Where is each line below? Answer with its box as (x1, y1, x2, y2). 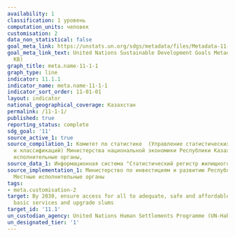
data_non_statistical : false (7, 36, 92, 43)
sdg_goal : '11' (7, 128, 52, 135)
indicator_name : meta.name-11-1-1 (7, 82, 108, 89)
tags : (7, 180, 23, 187)
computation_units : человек (7, 23, 90, 30)
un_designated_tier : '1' (7, 219, 80, 226)
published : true (7, 114, 55, 121)
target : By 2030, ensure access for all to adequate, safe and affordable (7, 193, 230, 200)
